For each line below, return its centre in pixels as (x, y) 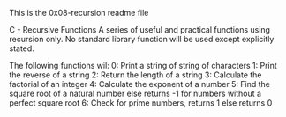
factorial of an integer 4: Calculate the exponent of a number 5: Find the (140, 84)
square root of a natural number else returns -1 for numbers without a (135, 93)
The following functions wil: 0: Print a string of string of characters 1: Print (143, 66)
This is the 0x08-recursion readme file (79, 13)
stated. (22, 48)
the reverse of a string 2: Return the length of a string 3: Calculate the (135, 75)
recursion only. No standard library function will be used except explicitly (142, 39)
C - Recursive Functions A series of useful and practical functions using (140, 29)
